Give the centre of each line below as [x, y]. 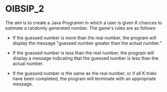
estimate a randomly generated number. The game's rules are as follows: [81, 28]
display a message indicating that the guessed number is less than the [85, 58]
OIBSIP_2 [25, 9]
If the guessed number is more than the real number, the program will [85, 38]
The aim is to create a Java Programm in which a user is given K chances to [84, 23]
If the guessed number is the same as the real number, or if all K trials [85, 73]
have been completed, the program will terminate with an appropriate [84, 78]
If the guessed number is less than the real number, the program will [83, 53]
